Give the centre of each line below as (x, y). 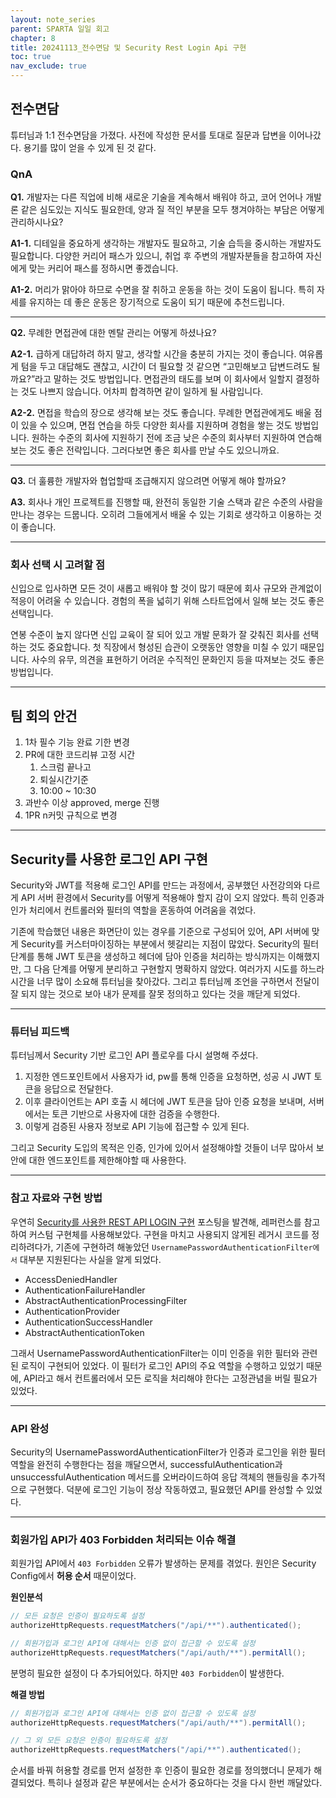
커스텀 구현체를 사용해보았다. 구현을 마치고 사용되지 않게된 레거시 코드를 (169, 1234)
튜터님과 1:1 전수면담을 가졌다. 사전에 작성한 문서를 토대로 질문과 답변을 (148, 135)
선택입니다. (32, 613)
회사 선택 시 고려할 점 (57, 565)
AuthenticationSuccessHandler (88, 1322)
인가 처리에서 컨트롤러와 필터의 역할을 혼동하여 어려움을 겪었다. (133, 910)
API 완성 (30, 1428)
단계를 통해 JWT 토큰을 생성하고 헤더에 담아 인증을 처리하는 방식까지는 (148, 957)
